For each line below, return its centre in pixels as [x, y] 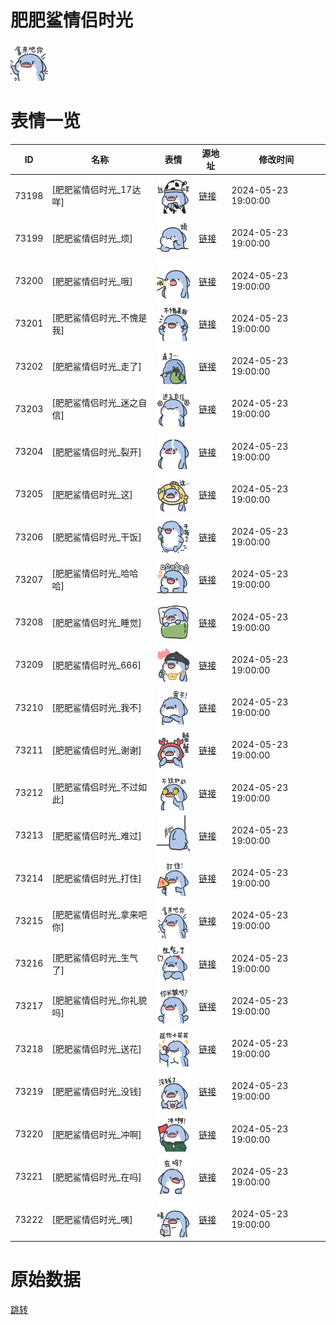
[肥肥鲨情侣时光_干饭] [96, 537]
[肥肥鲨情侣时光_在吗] [96, 1177]
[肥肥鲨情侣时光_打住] [96, 878]
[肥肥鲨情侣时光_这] [92, 494]
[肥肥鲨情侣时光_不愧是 [99, 317]
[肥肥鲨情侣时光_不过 [95, 787]
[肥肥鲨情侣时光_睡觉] [96, 622]
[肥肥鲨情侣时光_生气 [95, 957]
